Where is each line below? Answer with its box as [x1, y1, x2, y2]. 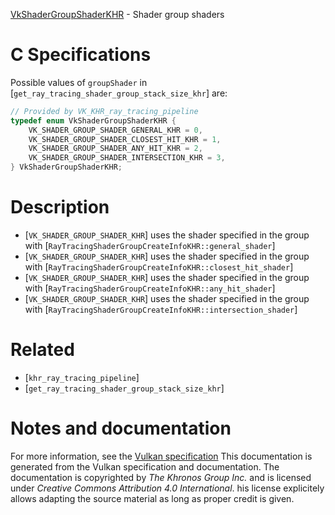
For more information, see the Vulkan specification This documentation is [10, 450, 313, 462]
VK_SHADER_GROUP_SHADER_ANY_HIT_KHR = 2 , [28, 144, 203, 154]
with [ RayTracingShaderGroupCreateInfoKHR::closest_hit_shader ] [24, 261, 294, 273]
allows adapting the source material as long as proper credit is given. [10, 492, 295, 504]
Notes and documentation [10, 417, 232, 440]
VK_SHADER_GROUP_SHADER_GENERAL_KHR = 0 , [28, 125, 203, 135]
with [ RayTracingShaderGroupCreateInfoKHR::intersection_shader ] [24, 304, 298, 315]
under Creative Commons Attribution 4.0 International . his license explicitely [10, 482, 325, 494]
